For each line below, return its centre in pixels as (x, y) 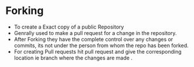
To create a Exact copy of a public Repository (69, 27)
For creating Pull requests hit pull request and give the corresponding (98, 51)
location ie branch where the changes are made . (73, 58)
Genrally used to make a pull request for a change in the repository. (95, 33)
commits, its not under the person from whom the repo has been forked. (101, 45)
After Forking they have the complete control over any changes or (93, 39)
